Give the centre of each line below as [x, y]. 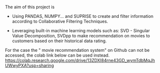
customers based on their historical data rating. [59, 41]
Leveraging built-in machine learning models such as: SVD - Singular [81, 30]
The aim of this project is [30, 7]
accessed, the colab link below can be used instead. [57, 55]
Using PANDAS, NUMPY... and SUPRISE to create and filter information [83, 16]
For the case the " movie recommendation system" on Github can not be [77, 50]
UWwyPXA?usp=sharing [30, 65]
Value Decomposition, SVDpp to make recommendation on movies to [81, 36]
